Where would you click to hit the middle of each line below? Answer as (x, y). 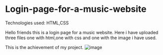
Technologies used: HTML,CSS (37, 23)
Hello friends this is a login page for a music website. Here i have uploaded (82, 32)
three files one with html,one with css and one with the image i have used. (81, 38)
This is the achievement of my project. (44, 47)
